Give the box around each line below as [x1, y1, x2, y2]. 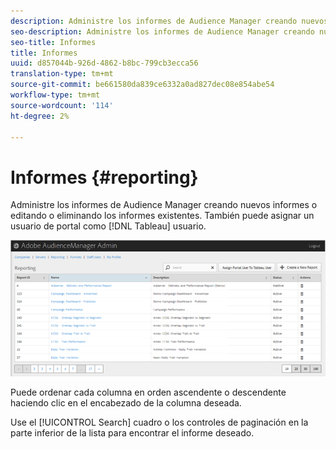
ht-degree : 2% [10, 111, 70, 121]
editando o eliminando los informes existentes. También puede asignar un [10, 210, 315, 222]
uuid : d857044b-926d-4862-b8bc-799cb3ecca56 [10, 58, 199, 69]
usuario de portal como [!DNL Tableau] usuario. [10, 220, 207, 232]
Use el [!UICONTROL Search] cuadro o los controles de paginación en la [10, 416, 309, 429]
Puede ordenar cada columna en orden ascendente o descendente [10, 386, 287, 399]
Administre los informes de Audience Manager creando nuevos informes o [10, 199, 318, 211]
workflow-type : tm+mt [10, 90, 101, 100]
